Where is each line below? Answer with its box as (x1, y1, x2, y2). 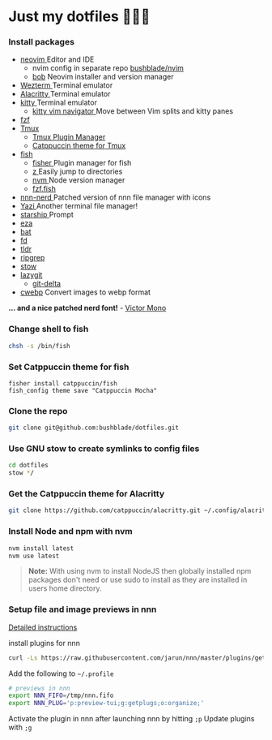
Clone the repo (8, 405, 68, 416)
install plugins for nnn (8, 638, 81, 647)
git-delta (32, 279, 62, 289)
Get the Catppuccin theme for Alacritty (8, 488, 165, 500)
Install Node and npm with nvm (8, 526, 133, 537)
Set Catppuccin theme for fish (8, 361, 130, 372)
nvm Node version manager (32, 175, 125, 185)
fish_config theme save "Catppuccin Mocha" (8, 386, 158, 394)
